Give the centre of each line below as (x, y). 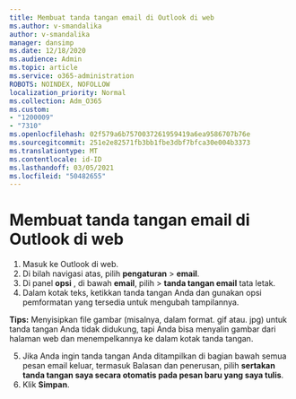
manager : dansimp (42, 43)
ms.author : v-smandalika (56, 26)
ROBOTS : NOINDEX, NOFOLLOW (60, 84)
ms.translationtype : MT (54, 151)
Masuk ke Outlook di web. (70, 265)
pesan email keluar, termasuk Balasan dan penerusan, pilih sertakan (148, 366)
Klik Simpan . (46, 385)
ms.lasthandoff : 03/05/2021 (62, 168)
